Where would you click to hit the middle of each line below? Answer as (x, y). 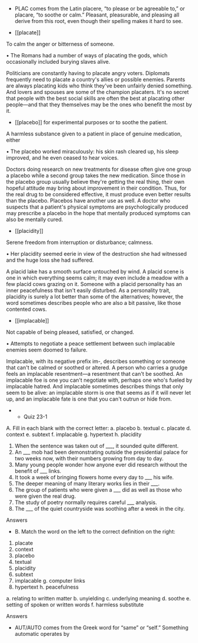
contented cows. (27, 309)
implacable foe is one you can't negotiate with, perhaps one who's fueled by (99, 380)
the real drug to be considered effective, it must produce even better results (98, 194)
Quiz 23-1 (35, 417)
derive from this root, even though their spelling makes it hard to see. (99, 21)
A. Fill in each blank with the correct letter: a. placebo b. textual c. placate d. (99, 428)
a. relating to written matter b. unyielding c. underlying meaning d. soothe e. (98, 598)
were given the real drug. (45, 496)
